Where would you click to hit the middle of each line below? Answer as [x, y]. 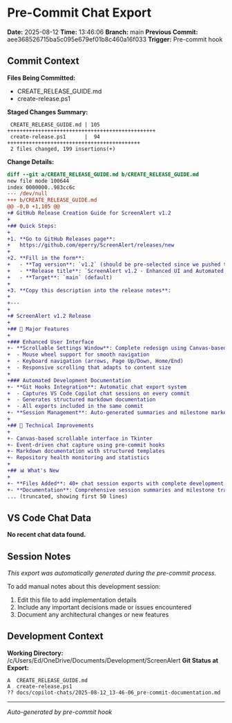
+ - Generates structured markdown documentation [81, 400]
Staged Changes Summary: [48, 111]
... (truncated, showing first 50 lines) [68, 497]
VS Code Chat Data [49, 518]
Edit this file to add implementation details [77, 600]
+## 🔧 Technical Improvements [51, 425]
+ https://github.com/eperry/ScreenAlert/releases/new [91, 245]
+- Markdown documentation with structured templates [86, 452]
